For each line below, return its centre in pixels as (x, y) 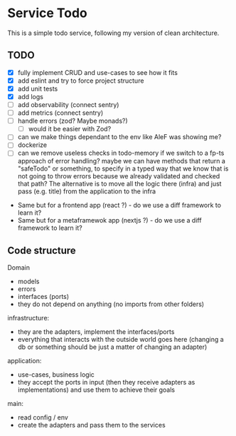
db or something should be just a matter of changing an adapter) (112, 347)
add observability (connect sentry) (68, 105)
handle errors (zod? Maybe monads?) (73, 121)
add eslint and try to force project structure (81, 81)
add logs (31, 96)
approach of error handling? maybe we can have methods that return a (122, 161)
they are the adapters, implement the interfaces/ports (96, 332)
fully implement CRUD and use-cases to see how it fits (97, 72)
